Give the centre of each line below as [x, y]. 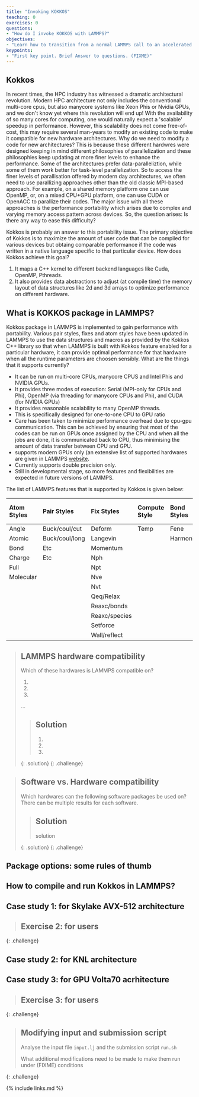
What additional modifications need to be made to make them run [100, 1058]
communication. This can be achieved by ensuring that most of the [96, 427]
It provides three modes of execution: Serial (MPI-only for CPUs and [98, 389]
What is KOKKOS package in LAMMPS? [80, 313]
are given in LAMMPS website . [52, 459]
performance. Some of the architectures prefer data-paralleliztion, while [94, 164]
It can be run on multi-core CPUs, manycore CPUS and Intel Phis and [99, 377]
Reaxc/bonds [109, 606]
